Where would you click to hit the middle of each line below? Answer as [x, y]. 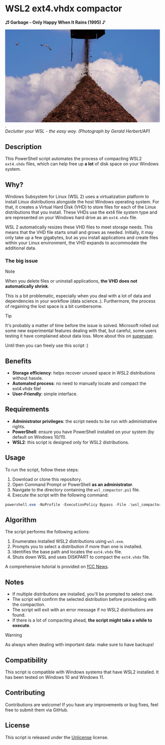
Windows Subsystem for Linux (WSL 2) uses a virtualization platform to [77, 196]
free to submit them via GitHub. [37, 710]
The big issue [22, 261]
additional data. [21, 248]
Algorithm [21, 520]
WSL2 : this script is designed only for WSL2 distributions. [70, 442]
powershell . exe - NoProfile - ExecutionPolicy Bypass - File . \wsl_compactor [83, 504]
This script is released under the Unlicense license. [57, 737]
